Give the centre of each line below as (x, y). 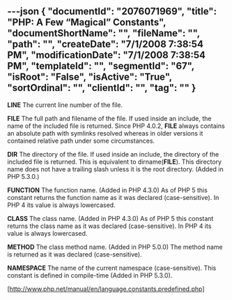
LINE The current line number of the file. (65, 105)
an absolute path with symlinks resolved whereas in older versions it (105, 133)
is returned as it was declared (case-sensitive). (75, 254)
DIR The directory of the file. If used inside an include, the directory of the (113, 154)
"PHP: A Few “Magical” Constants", (87, 23)
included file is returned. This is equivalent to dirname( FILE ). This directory (114, 162)
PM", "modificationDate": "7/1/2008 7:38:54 (106, 55)
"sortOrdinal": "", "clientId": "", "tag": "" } (102, 88)
